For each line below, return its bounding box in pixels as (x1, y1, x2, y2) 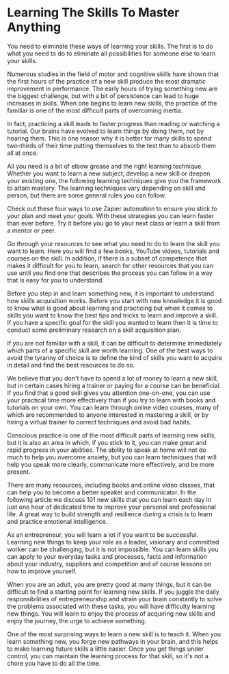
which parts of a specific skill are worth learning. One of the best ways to (7, 346, 213, 354)
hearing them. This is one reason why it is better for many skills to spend (7, 134, 212, 142)
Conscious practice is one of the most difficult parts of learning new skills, (7, 431, 217, 440)
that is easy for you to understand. (7, 276, 104, 284)
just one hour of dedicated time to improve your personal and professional (7, 503, 217, 511)
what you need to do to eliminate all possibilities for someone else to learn (7, 49, 216, 58)
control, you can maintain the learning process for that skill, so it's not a (7, 651, 208, 660)
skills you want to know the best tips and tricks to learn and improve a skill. (7, 311, 218, 320)
